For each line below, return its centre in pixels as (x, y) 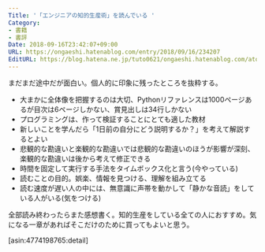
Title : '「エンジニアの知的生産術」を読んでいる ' (82, 15)
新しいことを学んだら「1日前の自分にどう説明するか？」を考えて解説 (131, 129)
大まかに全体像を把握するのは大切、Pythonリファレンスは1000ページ (132, 99)
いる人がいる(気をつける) (60, 198)
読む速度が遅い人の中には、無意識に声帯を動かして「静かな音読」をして (137, 188)
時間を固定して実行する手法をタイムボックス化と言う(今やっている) (129, 168)
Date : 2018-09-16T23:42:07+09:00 (63, 45)
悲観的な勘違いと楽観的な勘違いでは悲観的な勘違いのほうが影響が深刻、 (137, 148)
